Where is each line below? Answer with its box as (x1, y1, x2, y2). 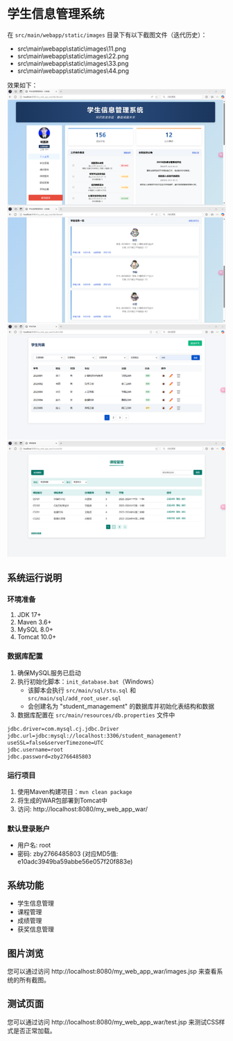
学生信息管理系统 (7, 6, 105, 22)
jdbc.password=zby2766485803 (7, 753, 92, 760)
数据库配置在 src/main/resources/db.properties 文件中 (17, 711, 175, 719)
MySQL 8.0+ (17, 625, 54, 634)
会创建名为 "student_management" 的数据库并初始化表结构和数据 (27, 702, 215, 710)
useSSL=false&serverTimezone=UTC (7, 739, 104, 746)
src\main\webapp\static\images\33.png (17, 59, 129, 67)
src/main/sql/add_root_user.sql (27, 695, 121, 702)
